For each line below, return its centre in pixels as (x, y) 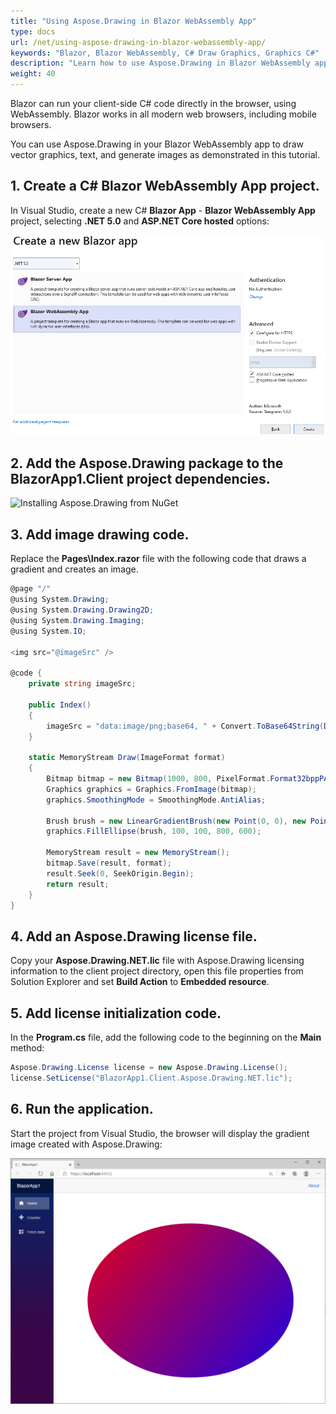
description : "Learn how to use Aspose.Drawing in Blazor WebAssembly (160, 63)
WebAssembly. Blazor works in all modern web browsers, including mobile (163, 114)
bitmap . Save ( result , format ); (109, 863)
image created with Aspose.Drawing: (86, 1144)
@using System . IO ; (48, 631)
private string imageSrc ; (82, 684)
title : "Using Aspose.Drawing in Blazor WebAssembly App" (133, 21)
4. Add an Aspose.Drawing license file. (134, 936)
